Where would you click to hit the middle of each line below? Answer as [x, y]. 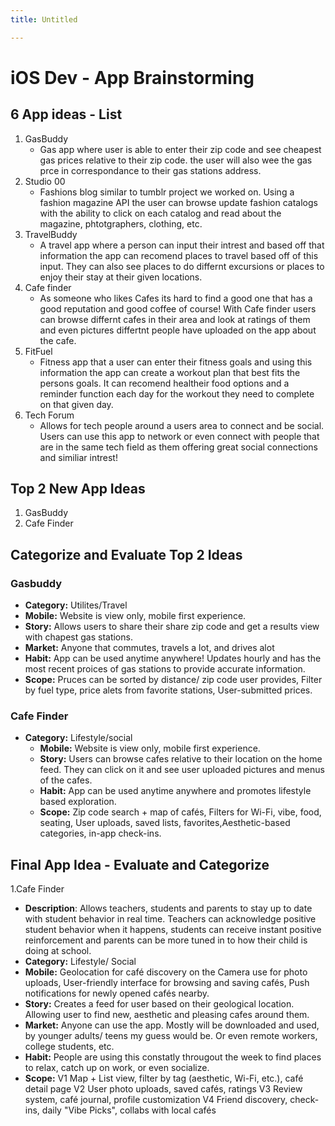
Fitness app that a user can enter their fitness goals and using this [176, 362]
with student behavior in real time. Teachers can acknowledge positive [170, 919]
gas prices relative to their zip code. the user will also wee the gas [176, 160]
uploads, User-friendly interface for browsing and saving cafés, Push [167, 983]
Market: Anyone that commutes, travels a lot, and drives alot [149, 648]
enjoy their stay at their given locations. [121, 277]
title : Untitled [44, 19]
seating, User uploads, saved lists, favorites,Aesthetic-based [165, 823]
